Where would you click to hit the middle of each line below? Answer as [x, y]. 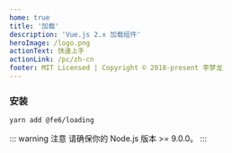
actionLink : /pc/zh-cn [52, 59]
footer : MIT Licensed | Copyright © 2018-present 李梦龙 [116, 68]
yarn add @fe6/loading [52, 121]
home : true [30, 18]
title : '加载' [35, 26]
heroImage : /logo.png [50, 43]
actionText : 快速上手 [47, 51]
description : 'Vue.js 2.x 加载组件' [75, 34]
